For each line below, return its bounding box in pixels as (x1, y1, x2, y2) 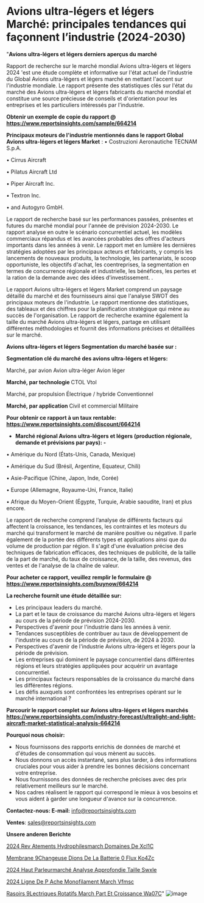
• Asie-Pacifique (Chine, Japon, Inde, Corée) (6, 474, 119, 481)
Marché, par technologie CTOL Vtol (6, 378, 97, 386)
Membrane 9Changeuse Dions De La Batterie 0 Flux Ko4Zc (6, 854, 155, 861)
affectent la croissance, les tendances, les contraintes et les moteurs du (6, 522, 187, 530)
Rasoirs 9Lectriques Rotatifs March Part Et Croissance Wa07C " (6, 890, 164, 897)
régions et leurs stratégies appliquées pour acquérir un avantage (15, 662, 178, 670)
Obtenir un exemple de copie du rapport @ (6, 113, 116, 120)
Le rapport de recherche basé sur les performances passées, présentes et (6, 215, 194, 222)
